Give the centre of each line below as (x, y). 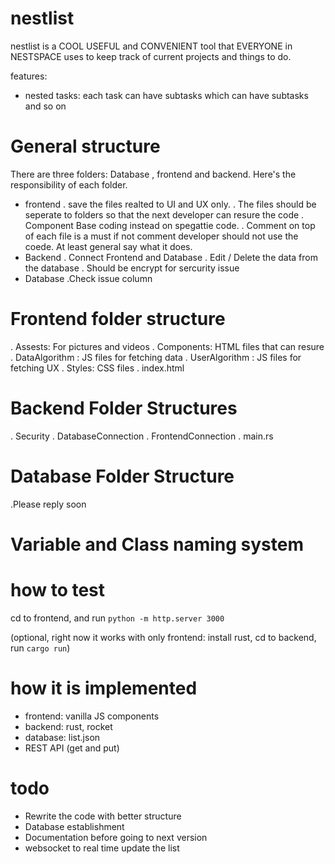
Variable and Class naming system (157, 544)
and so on (45, 106)
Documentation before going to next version (116, 837)
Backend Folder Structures (124, 408)
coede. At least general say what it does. (108, 246)
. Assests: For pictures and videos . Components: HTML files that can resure (167, 346)
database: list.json (62, 737)
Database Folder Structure (122, 476)
